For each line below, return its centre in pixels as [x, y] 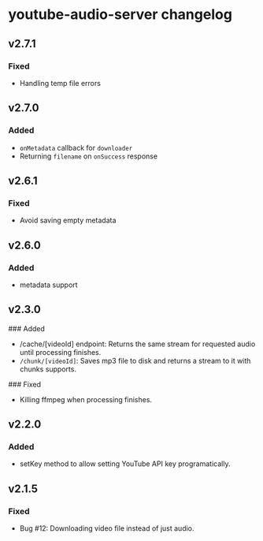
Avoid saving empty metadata [68, 220]
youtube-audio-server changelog [120, 15]
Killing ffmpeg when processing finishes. [85, 399]
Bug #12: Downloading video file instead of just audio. [107, 528]
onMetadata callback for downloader [76, 147]
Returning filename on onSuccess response [89, 156]
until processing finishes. [60, 352]
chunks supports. [48, 369]
